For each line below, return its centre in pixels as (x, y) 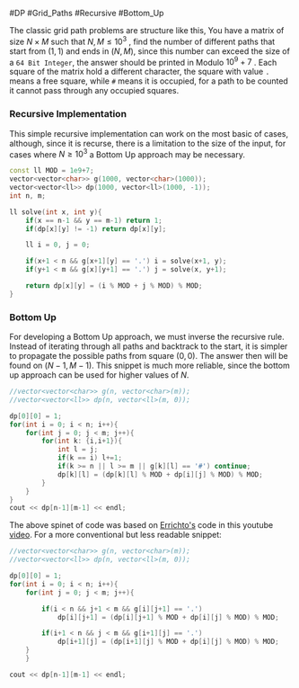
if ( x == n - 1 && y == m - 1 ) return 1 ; (94, 220)
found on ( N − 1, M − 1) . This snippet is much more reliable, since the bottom (149, 366)
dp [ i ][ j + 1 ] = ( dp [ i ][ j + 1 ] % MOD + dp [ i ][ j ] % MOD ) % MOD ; (168, 617)
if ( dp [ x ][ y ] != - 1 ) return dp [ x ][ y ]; (96, 228)
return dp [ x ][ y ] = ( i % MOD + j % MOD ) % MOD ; (114, 286)
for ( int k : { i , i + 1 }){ (82, 441)
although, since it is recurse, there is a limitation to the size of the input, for (148, 143)
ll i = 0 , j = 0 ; (58, 245)
